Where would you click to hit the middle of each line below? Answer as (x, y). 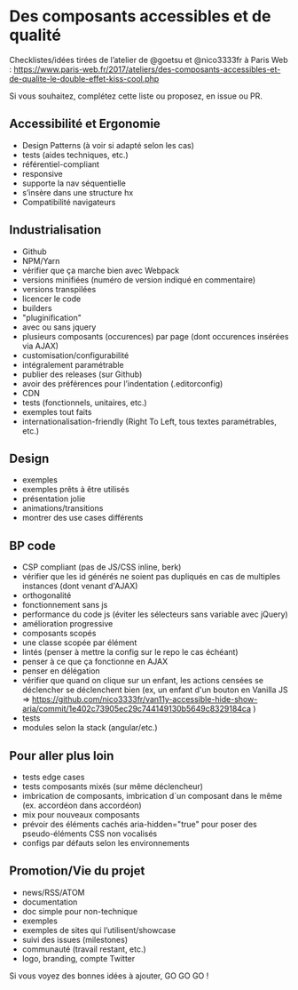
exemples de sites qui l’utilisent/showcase (98, 930)
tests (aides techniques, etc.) (75, 155)
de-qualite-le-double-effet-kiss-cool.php (84, 78)
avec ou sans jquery (59, 327)
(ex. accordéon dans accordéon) (82, 805)
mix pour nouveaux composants (81, 814)
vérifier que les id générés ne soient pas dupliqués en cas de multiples (151, 577)
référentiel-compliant (61, 164)
